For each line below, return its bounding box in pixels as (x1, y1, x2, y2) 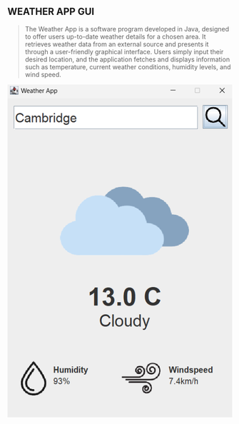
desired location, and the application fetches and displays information (24, 55, 230, 64)
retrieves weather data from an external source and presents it (24, 39, 209, 49)
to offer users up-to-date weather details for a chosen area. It (24, 32, 206, 41)
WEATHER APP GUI (7, 6, 95, 18)
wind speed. (24, 70, 62, 79)
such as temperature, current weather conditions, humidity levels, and (24, 62, 231, 71)
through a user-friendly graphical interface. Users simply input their (24, 47, 224, 56)
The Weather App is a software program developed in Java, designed (24, 24, 230, 33)
